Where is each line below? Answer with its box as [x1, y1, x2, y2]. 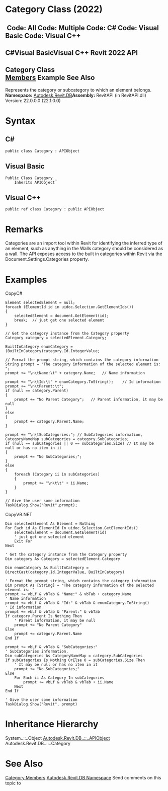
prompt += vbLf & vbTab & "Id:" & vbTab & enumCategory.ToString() [5, 600, 150, 606]
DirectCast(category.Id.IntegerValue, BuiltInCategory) [5, 570, 125, 575]
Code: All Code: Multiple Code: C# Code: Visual [7, 24, 159, 32]
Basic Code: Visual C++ [5, 31, 81, 40]
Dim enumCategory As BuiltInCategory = [5, 565, 89, 571]
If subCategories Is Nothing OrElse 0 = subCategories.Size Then [5, 658, 145, 663]
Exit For [14, 539, 33, 544]
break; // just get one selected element [14, 318, 105, 323]
